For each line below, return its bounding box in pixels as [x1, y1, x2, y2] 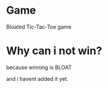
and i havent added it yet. [6, 75, 69, 82]
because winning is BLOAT [6, 64, 72, 71]
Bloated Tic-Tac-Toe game [6, 23, 72, 30]
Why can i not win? [6, 44, 103, 58]
